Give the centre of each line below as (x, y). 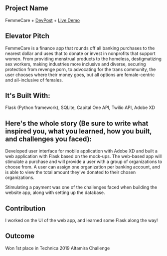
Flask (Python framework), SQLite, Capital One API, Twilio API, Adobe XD (80, 107)
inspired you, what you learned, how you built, (79, 131)
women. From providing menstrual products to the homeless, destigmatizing (83, 58)
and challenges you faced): (49, 139)
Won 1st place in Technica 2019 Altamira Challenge (58, 248)
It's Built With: (28, 96)
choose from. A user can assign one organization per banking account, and (83, 167)
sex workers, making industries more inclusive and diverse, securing (76, 64)
